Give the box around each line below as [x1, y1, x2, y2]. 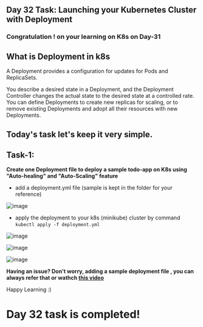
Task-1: [6, 150, 35, 160]
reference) [15, 191, 42, 198]
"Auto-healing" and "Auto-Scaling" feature [6, 173, 119, 180]
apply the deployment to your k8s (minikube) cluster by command [15, 214, 181, 221]
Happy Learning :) [6, 286, 52, 294]
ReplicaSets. [6, 74, 38, 81]
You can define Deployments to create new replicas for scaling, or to [6, 98, 178, 106]
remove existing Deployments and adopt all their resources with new [6, 105, 178, 112]
